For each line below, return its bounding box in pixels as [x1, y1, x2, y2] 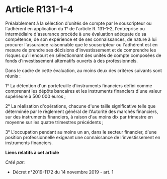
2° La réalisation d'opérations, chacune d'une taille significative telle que [5, 103, 156, 109]
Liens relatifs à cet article [5, 149, 59, 155]
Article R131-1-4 [5, 4, 73, 15]
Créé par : [5, 159, 25, 165]
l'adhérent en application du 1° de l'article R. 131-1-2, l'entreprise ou [5, 25, 145, 31]
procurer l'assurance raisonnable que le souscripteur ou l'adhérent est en [5, 41, 158, 47]
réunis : [5, 73, 21, 79]
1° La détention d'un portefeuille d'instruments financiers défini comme [5, 82, 152, 89]
